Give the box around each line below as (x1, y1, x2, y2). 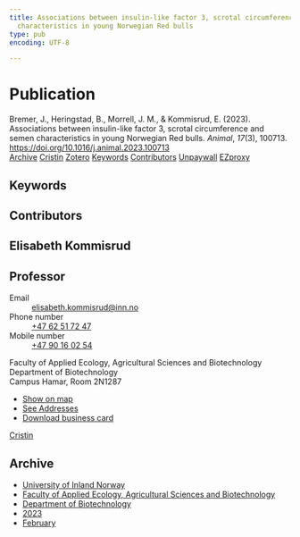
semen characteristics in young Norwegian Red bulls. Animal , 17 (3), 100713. (9, 133, 287, 144)
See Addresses (21, 403, 79, 414)
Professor (9, 269, 65, 284)
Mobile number (9, 331, 65, 341)
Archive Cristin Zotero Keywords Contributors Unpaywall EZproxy (9, 152, 250, 163)
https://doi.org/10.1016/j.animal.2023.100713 (9, 142, 170, 153)
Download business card (21, 413, 114, 424)
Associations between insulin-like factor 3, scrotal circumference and (9, 123, 265, 134)
